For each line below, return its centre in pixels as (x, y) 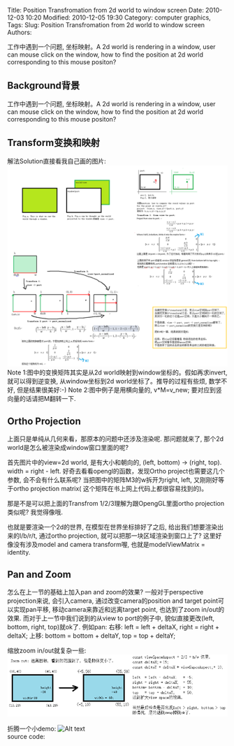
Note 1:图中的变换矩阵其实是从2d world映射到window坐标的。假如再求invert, (117, 372)
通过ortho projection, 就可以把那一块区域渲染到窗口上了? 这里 (127, 536)
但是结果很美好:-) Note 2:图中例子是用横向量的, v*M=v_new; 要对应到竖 (119, 390)
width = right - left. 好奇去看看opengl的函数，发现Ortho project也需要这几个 (116, 471)
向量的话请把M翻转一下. (42, 399)
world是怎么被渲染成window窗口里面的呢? (68, 448)
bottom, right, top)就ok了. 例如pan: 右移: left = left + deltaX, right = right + (114, 627)
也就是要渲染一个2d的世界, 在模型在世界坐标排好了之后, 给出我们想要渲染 (112, 527)
